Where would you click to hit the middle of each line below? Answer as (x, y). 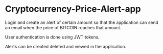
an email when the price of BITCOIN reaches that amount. (63, 27)
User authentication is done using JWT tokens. (52, 37)
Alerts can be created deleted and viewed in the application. (66, 46)
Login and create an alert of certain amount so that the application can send (82, 22)
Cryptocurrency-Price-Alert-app (73, 9)
